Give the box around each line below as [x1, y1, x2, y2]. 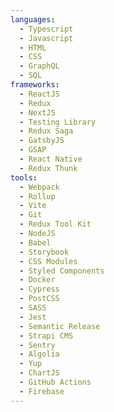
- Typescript [19, 24, 74, 34]
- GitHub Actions [19, 377, 92, 387]
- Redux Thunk [19, 163, 78, 173]
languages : [10, 14, 56, 25]
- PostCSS [19, 294, 60, 304]
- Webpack [19, 182, 60, 192]
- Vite [19, 201, 47, 211]
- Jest [19, 312, 47, 322]
